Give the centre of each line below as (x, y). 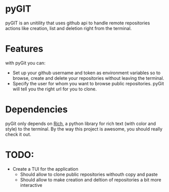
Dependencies (36, 109)
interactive (31, 185)
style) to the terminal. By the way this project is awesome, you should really (84, 129)
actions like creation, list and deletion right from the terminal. (69, 28)
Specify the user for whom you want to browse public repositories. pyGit (88, 83)
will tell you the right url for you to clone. (55, 89)
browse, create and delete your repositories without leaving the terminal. (88, 78)
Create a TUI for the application (45, 169)
